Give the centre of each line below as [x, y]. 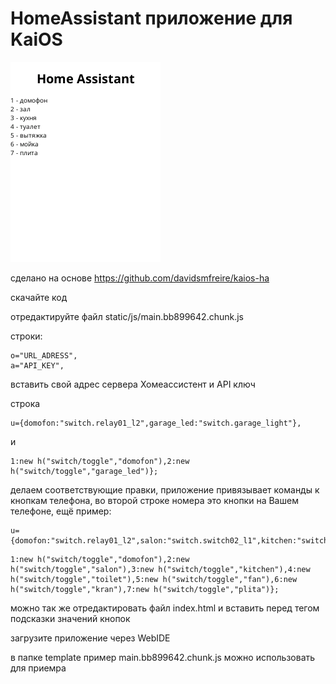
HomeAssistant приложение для [151, 18]
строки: [26, 336]
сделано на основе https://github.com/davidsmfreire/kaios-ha [140, 278]
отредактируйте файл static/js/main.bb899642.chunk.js [127, 316]
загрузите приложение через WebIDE [90, 638]
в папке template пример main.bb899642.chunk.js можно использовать [163, 657]
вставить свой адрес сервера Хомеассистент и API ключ [133, 384]
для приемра [38, 668]
